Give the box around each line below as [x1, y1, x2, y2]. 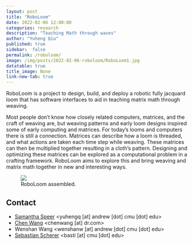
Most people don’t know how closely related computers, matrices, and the [6, 114, 185, 121]
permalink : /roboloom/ [6, 52, 61, 58]
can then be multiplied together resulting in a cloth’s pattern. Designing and [6, 145, 188, 152]
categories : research [6, 25, 59, 31]
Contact [6, 197, 36, 208]
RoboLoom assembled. [20, 181, 76, 188]
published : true [6, 42, 46, 47]
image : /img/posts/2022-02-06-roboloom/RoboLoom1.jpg [6, 57, 140, 63]
